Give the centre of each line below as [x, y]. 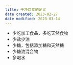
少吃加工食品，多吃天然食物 [40, 33]
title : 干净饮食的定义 [26, 10]
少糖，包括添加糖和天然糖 [38, 45]
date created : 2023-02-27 [31, 14]
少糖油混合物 [25, 51]
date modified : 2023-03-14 [33, 19]
